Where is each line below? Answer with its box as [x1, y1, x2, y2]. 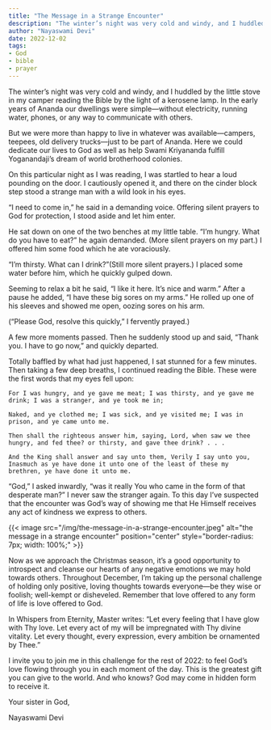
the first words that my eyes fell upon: [8, 373, 135, 383]
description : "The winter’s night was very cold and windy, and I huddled [8, 19, 265, 27]
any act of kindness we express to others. [8, 507, 148, 517]
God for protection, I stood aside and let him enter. [8, 211, 176, 221]
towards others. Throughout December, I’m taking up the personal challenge [8, 572, 262, 582]
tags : [8, 42, 27, 50]
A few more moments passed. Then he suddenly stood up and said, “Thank [8, 332, 260, 342]
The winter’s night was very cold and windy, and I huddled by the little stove [8, 87, 261, 96]
